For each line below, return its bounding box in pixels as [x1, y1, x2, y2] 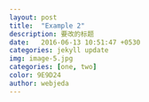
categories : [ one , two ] [9, 63, 98, 72]
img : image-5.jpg [9, 54, 74, 63]
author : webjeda [9, 79, 69, 88]
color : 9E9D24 [9, 71, 62, 80]
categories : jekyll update [9, 46, 109, 55]
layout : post [9, 12, 58, 22]
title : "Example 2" [9, 21, 86, 30]
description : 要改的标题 [9, 29, 95, 38]
